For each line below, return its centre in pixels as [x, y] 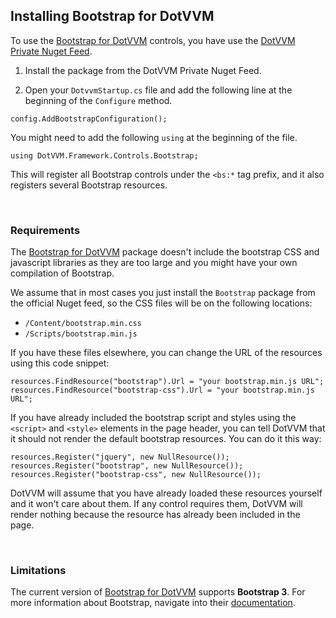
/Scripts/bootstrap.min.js [81, 334]
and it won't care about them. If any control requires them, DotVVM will [156, 504]
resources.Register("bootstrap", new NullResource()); [127, 466]
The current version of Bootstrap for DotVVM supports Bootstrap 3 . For [158, 592]
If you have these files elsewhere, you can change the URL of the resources [166, 353]
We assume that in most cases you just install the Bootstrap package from [163, 293]
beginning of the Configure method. [98, 100]
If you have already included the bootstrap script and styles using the [153, 418]
